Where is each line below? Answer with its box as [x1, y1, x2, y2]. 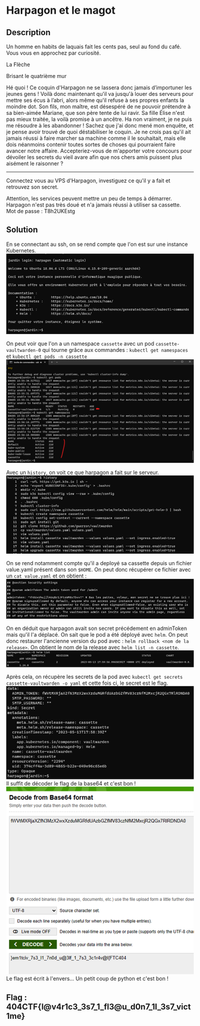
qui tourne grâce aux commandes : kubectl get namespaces [42, 347, 189, 354]
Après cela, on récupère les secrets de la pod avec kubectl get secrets [6, 673, 183, 680]
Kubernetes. [6, 247, 36, 254]
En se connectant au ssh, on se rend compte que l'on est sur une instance [6, 241, 188, 248]
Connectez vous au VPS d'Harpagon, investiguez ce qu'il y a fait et [6, 177, 171, 184]
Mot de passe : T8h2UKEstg [6, 208, 76, 214]
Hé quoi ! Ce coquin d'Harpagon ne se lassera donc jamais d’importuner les [6, 84, 192, 91]
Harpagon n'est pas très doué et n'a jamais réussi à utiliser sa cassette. [6, 201, 182, 208]
